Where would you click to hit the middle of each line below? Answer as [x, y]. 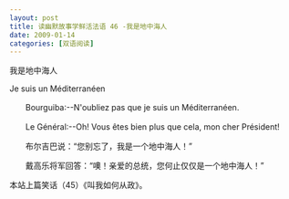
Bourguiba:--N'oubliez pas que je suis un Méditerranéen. [132, 108]
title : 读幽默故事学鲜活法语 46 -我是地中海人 [88, 26]
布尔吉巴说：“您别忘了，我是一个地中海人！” [109, 146]
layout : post [34, 18]
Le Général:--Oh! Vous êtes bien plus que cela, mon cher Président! [152, 127]
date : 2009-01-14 [42, 35]
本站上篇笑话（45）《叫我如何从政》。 [78, 185]
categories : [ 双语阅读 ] [52, 43]
